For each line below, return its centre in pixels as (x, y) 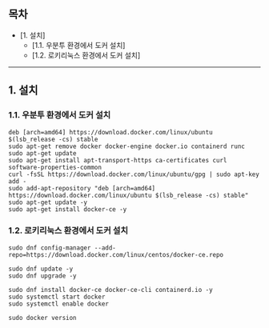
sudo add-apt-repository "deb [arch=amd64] (82, 188)
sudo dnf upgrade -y (43, 276)
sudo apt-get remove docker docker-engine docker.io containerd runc (127, 146)
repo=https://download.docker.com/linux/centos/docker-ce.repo (116, 254)
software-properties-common (55, 167)
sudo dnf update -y (41, 269)
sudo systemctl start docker (57, 297)
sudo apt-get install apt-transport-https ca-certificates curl (118, 160)
